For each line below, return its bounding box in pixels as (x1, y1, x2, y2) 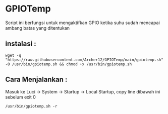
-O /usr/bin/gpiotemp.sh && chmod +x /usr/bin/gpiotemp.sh (5, 61, 132, 67)
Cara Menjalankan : (5, 75, 68, 84)
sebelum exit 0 (5, 94, 36, 100)
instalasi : (5, 40, 36, 48)
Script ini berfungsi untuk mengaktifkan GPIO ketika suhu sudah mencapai (5, 20, 160, 26)
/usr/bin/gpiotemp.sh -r (5, 103, 58, 108)
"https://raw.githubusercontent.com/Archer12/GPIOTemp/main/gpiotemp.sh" (5, 57, 164, 62)
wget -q (5, 53, 22, 58)
